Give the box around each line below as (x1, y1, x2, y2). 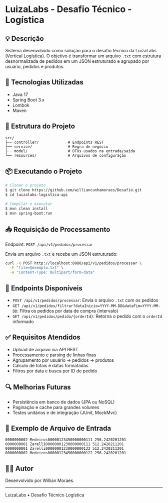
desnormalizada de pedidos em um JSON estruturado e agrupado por (5, 58, 149, 64)
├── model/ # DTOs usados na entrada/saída (5, 148, 135, 154)
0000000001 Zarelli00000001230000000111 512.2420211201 (5, 442, 124, 447)
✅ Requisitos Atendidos (5, 333, 81, 342)
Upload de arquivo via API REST (12, 346, 78, 352)
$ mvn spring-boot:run (5, 211, 52, 216)
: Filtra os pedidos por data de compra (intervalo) (17, 308, 118, 314)
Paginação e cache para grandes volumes (12, 404, 99, 410)
